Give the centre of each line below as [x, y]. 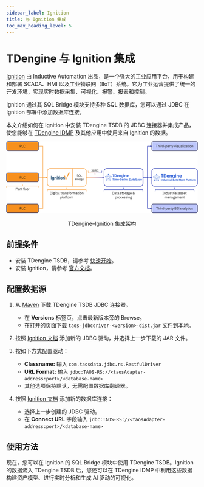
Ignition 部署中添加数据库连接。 [46, 112]
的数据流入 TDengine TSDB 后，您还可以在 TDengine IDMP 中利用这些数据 [100, 470]
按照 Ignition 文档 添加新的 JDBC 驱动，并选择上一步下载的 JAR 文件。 [103, 338]
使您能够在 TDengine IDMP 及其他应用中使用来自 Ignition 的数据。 [89, 133]
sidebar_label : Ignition [38, 13]
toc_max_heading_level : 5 [39, 26]
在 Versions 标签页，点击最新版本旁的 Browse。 [85, 318]
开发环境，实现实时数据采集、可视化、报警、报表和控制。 [78, 92]
